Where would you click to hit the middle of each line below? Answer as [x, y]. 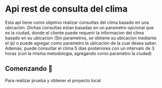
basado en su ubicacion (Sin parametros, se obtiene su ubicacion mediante [81, 38]
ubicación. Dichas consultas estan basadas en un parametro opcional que [79, 27]
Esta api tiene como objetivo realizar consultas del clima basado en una [77, 22]
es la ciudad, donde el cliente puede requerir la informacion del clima [74, 33]
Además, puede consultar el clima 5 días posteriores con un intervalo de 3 [80, 48]
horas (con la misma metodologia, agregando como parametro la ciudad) [79, 53]
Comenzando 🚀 [29, 69]
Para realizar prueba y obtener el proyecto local [53, 80]
